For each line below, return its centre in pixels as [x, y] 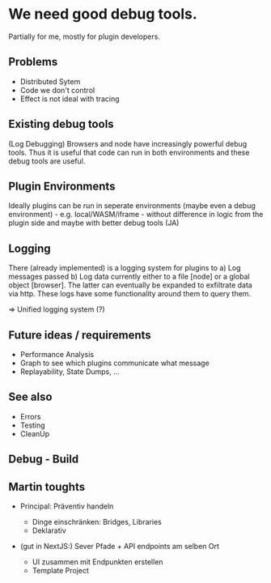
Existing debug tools [61, 124]
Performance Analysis [57, 354]
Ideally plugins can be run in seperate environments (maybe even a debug [132, 206]
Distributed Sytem [50, 81]
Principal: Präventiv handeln [67, 506]
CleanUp [35, 433]
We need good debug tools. [103, 14]
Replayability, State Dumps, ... [70, 372]
